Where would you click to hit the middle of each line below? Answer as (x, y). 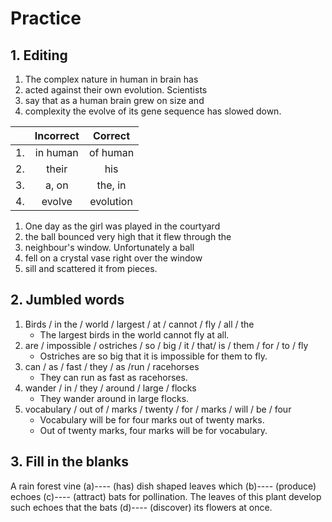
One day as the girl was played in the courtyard (122, 226)
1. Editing (39, 55)
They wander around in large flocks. (114, 398)
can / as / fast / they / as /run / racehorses (112, 366)
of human (111, 152)
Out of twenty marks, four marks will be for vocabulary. (153, 430)
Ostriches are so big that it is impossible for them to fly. (153, 356)
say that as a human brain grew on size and (114, 100)
